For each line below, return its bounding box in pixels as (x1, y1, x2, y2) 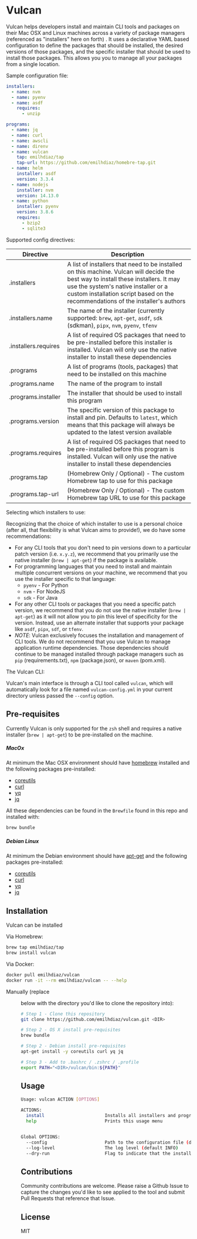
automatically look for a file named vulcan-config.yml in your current (6, 686, 173, 693)
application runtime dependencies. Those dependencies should (14, 644, 169, 651)
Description (111, 250, 145, 258)
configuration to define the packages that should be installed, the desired (6, 42, 184, 49)
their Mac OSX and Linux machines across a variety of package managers (6, 29, 185, 36)
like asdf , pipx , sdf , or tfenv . (14, 625, 84, 632)
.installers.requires (9, 342, 60, 350)
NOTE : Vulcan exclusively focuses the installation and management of (14, 632, 184, 639)
